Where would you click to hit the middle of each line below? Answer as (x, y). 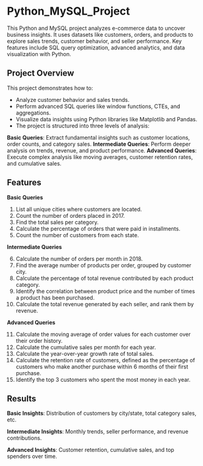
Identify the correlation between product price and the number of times (105, 291)
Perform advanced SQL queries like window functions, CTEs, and (98, 106)
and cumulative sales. (34, 163)
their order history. (39, 340)
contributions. (24, 438)
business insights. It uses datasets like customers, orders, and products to (100, 34)
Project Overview (41, 73)
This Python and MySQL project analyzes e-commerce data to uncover (96, 28)
